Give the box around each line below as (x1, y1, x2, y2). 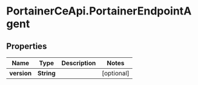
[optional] (102, 69, 130, 77)
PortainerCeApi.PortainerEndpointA (6, 4, 192, 18)
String (37, 69, 56, 77)
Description (61, 59, 96, 67)
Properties (6, 41, 47, 51)
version (9, 69, 32, 77)
